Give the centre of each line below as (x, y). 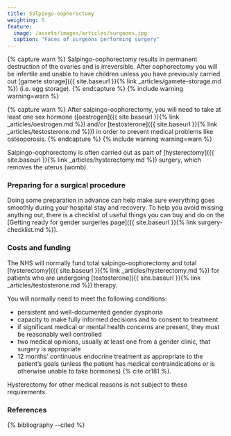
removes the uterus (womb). (48, 167)
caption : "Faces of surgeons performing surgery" (86, 40)
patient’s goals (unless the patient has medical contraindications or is (116, 363)
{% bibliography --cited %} (46, 425)
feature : (20, 26)
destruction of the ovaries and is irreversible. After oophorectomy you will (112, 67)
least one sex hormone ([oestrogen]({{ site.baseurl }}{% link (93, 117)
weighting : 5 (26, 20)
